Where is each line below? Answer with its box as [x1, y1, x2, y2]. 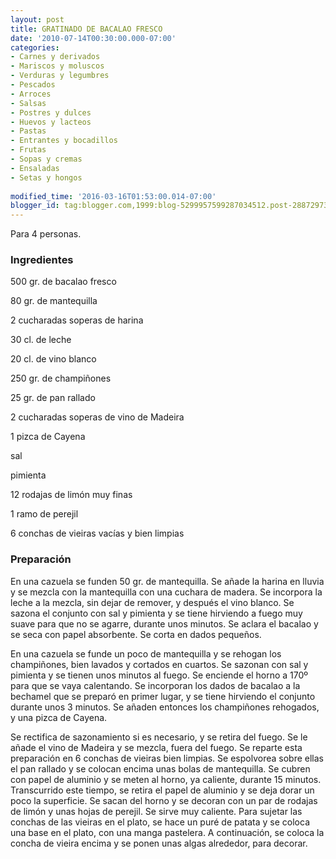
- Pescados [10, 80, 56, 90]
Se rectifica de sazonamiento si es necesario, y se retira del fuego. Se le [10, 731, 308, 743]
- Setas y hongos [10, 172, 83, 183]
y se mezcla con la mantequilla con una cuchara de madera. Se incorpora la [10, 586, 323, 598]
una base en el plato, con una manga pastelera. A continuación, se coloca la [10, 826, 325, 838]
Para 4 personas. [10, 228, 82, 240]
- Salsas [10, 98, 47, 108]
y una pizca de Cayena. [10, 711, 108, 723]
